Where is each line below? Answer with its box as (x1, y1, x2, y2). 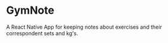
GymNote (6, 4, 55, 17)
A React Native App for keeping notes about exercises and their (6, 23, 162, 30)
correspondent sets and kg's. (6, 29, 79, 36)
